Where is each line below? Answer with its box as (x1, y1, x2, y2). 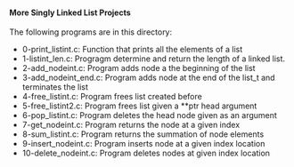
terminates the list (21, 82, 89, 92)
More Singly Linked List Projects (9, 7, 131, 18)
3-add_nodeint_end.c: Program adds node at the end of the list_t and (21, 72, 275, 83)
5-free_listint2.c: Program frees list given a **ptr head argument (21, 100, 257, 111)
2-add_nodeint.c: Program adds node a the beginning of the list (21, 63, 256, 74)
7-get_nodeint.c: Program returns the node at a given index (21, 120, 241, 131)
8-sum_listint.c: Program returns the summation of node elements (21, 129, 265, 139)
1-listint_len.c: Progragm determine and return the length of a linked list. (21, 53, 286, 64)
